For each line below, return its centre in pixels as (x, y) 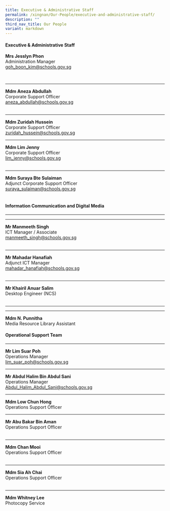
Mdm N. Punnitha (24, 318)
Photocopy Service (25, 503)
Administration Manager (30, 62)
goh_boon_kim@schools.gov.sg (38, 67)
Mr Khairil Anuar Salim (30, 288)
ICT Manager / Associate (31, 232)
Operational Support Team (34, 335)
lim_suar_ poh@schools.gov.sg (37, 362)
